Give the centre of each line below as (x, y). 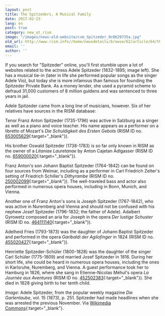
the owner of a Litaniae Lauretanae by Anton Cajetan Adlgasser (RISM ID (79, 151)
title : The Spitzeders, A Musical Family (48, 14)
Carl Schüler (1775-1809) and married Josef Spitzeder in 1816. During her (79, 257)
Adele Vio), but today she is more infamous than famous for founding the (79, 80)
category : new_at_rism (28, 32)
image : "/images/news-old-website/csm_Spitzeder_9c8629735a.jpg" (73, 37)
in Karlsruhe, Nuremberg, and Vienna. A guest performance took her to (77, 267)
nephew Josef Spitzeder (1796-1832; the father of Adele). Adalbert (73, 211)
